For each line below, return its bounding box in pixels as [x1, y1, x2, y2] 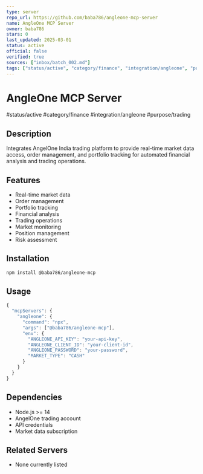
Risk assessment [14, 236, 57, 243]
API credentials [14, 421, 53, 428]
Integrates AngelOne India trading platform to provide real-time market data [6, 144, 195, 152]
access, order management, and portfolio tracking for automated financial [6, 151, 190, 158]
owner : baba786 [6, 25, 45, 32]
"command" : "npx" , [22, 319, 69, 325]
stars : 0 [6, 31, 28, 37]
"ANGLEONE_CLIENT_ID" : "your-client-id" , [28, 342, 134, 348]
